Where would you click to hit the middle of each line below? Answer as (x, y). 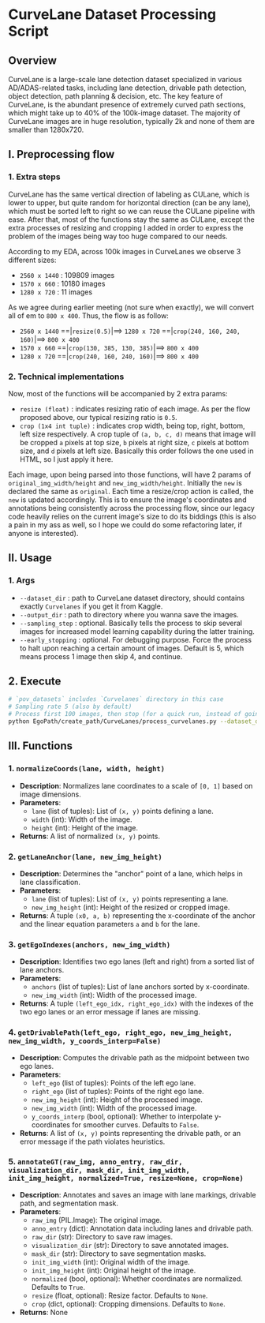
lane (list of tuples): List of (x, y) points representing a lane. (130, 898)
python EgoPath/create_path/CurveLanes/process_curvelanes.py (112, 721)
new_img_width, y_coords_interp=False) (85, 1041)
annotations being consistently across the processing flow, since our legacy (131, 508)
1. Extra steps (34, 177)
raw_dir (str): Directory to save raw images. (102, 1236)
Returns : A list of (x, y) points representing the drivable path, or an (130, 1133)
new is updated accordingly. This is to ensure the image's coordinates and (127, 500)
